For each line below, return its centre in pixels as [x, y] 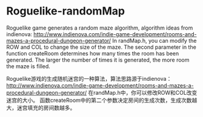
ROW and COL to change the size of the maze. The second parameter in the [101, 47]
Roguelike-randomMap [66, 11]
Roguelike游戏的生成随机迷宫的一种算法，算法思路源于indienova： [89, 78]
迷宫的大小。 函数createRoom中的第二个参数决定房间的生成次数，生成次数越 [102, 100]
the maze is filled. [28, 66]
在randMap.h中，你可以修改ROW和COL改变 [142, 92]
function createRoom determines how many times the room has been [93, 53]
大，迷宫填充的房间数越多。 [41, 107]
